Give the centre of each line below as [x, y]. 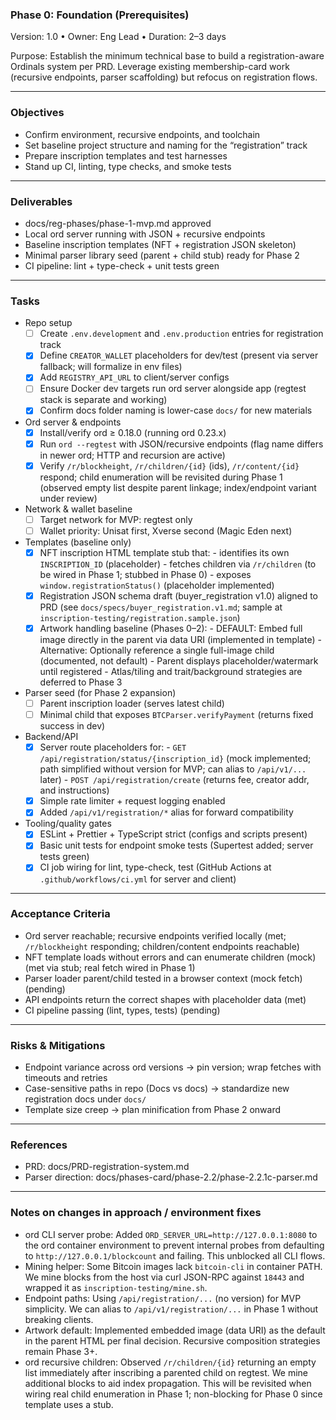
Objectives [37, 113]
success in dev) [72, 726]
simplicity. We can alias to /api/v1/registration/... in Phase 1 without [171, 1309]
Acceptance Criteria [60, 914]
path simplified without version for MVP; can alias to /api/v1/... [173, 769]
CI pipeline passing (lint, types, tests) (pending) [122, 1010]
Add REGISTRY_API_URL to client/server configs [134, 377]
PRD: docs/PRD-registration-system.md [107, 1167]
